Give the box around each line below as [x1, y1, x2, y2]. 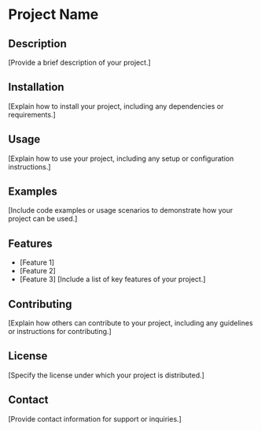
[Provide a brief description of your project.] [8, 58, 151, 67]
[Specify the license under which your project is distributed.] [8, 370, 204, 380]
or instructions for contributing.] [8, 327, 112, 336]
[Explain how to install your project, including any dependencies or [8, 101, 224, 111]
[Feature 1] [19, 258, 55, 267]
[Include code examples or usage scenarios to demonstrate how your [8, 206, 233, 215]
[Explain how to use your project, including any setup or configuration [8, 154, 234, 163]
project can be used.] [8, 214, 78, 224]
